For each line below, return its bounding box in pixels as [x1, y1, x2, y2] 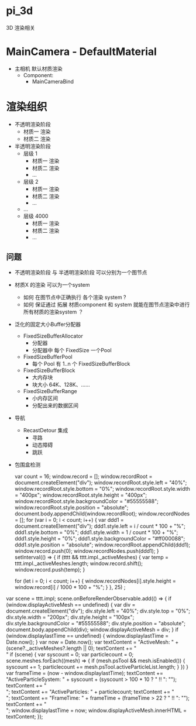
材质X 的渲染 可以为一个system [14, 281, 90, 288]
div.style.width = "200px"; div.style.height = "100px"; [6, 613, 135, 621]
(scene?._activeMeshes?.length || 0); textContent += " [6, 645, 137, 652]
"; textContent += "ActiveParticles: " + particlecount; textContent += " [6, 688, 174, 695]
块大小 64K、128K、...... [32, 381, 90, 388]
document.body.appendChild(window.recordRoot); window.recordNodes [14, 510, 190, 517]
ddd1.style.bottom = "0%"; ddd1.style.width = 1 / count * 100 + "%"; [14, 528, 178, 536]
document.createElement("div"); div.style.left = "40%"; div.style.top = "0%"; [6, 607, 190, 614]
